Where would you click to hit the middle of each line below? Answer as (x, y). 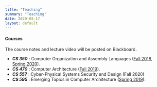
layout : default (21, 23)
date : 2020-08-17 (23, 18)
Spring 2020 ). (26, 64)
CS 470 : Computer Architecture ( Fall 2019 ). (56, 69)
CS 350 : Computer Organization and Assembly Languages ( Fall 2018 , (82, 59)
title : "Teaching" (24, 9)
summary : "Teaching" (26, 14)
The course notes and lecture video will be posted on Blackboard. (71, 50)
